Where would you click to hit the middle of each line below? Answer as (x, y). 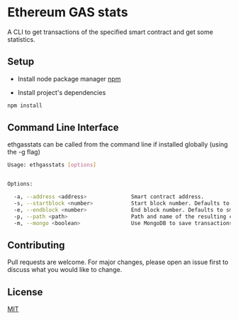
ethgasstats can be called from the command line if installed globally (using (118, 144)
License (25, 292)
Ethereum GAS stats (68, 12)
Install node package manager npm (69, 79)
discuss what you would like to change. (65, 270)
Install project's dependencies (62, 92)
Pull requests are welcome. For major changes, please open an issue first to (118, 262)
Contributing (36, 245)
